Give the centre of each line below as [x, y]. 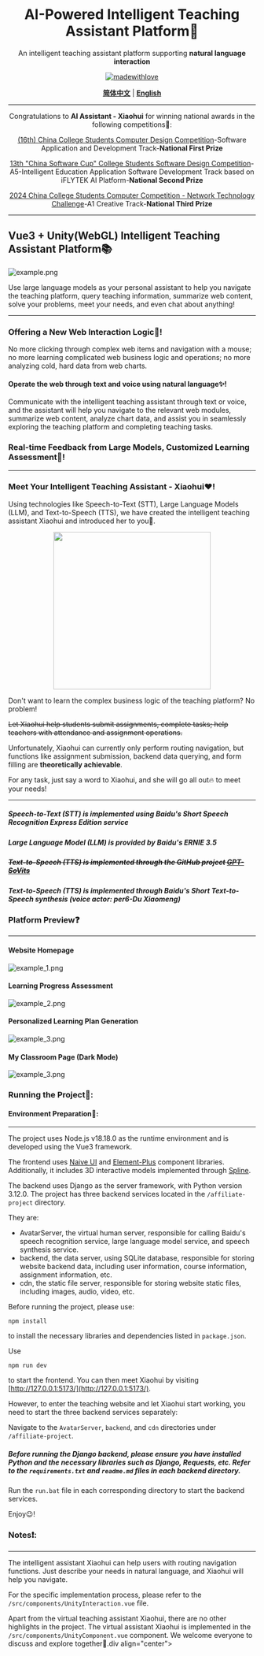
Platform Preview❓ [44, 919]
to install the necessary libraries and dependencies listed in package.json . [127, 1336]
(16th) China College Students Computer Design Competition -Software [132, 139]
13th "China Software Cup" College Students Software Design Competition [130, 163]
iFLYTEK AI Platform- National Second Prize [132, 180]
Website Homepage [41, 950]
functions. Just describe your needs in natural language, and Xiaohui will [126, 1571]
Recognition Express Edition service [68, 822]
